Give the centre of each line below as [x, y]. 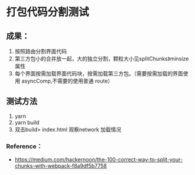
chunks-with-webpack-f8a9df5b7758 [61, 166]
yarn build [27, 122]
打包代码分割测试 [48, 12]
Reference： [25, 146]
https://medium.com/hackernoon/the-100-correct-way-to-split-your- [99, 160]
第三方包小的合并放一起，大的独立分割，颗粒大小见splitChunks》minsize [102, 59]
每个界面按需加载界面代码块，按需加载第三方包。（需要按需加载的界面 [99, 74]
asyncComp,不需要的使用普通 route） [67, 81]
